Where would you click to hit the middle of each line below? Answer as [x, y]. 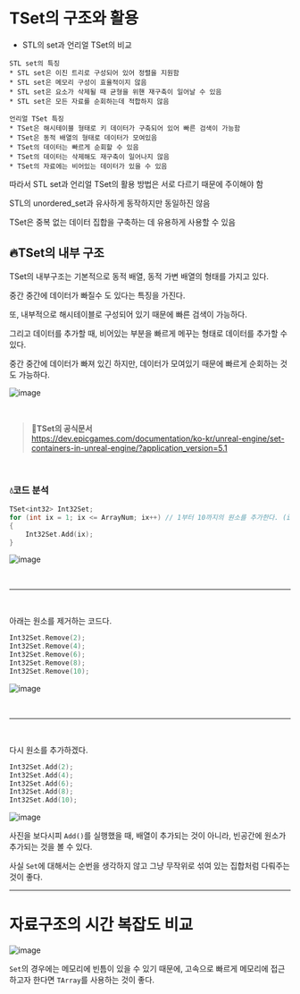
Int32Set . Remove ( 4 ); [48, 646]
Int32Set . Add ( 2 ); [42, 767]
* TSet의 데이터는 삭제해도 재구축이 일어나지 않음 [89, 157]
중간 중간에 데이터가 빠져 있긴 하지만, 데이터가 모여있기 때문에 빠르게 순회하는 [144, 363]
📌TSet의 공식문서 [62, 428]
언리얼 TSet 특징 [37, 119]
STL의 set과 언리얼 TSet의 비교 [77, 45]
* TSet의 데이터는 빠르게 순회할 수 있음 [74, 147]
